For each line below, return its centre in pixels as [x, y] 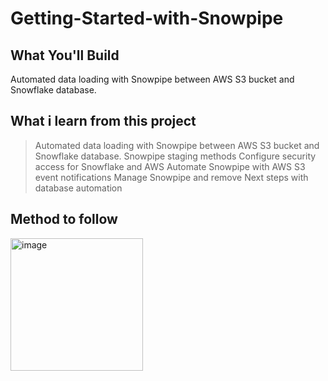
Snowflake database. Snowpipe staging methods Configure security [175, 156]
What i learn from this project [103, 121]
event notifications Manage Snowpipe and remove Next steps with [171, 177]
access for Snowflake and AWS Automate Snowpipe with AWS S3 [170, 166]
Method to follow [64, 219]
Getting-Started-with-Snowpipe [147, 18]
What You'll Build [65, 55]
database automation [78, 188]
